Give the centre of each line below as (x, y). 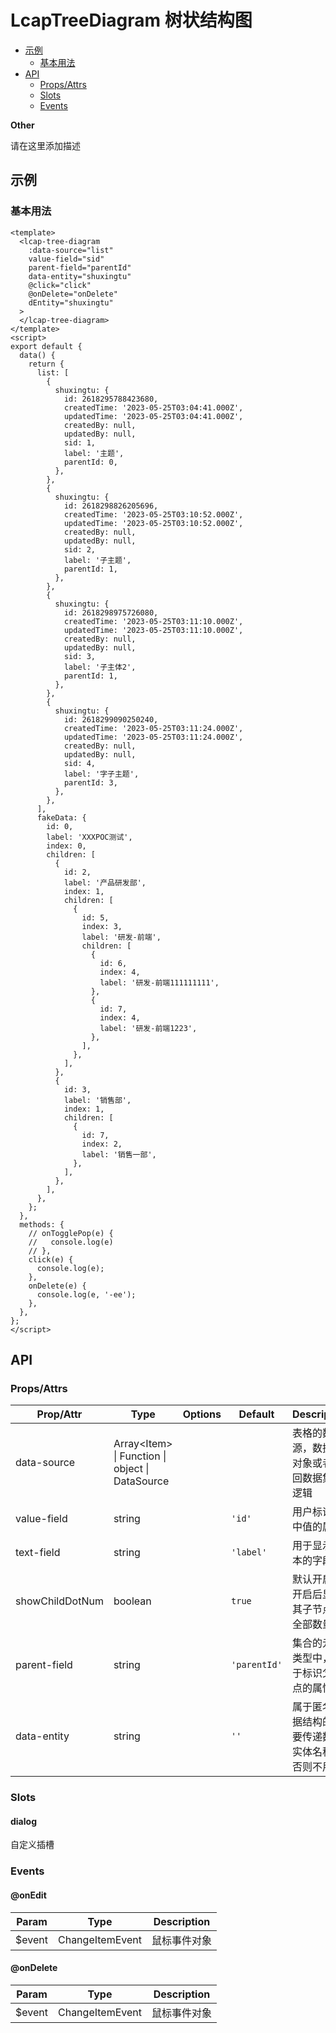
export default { (46, 346)
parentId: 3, (90, 782)
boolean (132, 1601)
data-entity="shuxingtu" (80, 276)
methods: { (42, 1224)
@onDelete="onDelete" (73, 294)
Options (202, 1414)
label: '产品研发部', (105, 882)
